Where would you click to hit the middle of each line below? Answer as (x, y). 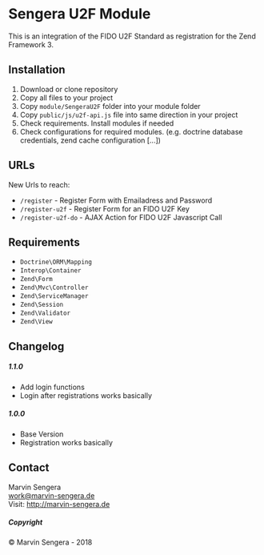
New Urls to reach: (39, 184)
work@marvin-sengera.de (52, 495)
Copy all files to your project (66, 98)
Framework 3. (31, 44)
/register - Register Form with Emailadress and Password (116, 200)
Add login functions (52, 387)
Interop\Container (50, 271)
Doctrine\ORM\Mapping (56, 262)
